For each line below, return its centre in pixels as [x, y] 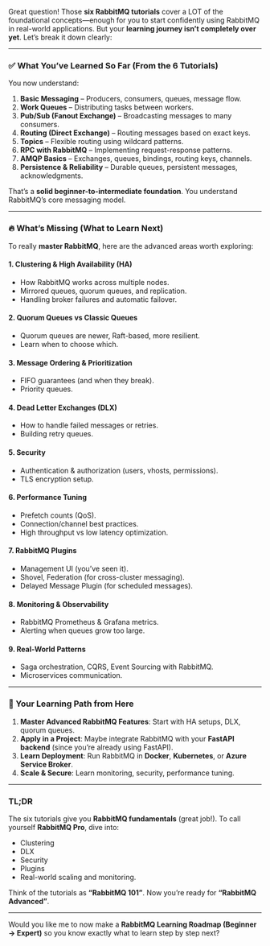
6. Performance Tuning [47, 498]
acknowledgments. [51, 176]
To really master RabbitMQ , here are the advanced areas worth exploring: [131, 246]
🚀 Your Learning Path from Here [71, 704]
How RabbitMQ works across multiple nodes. [95, 282]
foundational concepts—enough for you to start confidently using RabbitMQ [134, 20]
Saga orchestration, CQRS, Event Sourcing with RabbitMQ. [117, 667]
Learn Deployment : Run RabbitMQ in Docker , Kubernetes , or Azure [133, 755]
